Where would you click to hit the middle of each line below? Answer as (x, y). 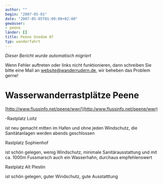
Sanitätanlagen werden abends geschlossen (50, 133)
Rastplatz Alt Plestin (25, 167)
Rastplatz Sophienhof (27, 142)
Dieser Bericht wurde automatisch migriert (48, 55)
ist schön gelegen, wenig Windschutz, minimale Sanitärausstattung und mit (81, 152)
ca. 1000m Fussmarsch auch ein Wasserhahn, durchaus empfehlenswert (79, 157)
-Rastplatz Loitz (21, 118)
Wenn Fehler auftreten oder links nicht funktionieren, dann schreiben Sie (78, 65)
